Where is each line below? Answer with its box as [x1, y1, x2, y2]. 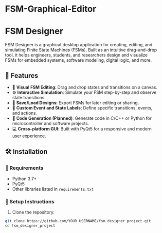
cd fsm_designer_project [5, 223, 55, 228]
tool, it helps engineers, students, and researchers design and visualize [5, 52, 148, 58]
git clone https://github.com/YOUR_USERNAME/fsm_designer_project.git [5, 218, 151, 223]
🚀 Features [5, 72, 38, 80]
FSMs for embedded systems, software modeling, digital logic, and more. [5, 57, 152, 63]
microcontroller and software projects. [12, 120, 89, 126]
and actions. [12, 110, 37, 116]
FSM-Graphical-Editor [5, 3, 96, 15]
